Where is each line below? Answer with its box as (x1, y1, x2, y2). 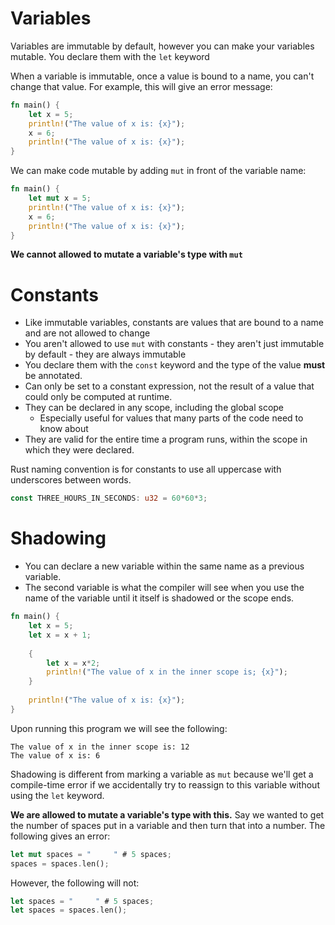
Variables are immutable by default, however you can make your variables (10, 40, 315, 52)
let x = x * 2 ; (46, 658, 101, 668)
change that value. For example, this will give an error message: (10, 80, 273, 92)
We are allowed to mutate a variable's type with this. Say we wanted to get (10, 808, 325, 821)
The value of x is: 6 (10, 750, 101, 761)
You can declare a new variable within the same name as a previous (24, 560, 305, 572)
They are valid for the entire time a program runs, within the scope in (24, 433, 308, 446)
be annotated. (24, 370, 83, 382)
